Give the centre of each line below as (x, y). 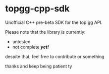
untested (21, 41)
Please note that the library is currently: (45, 32)
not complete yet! (30, 47)
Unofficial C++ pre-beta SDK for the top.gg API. (54, 22)
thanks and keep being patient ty (39, 66)
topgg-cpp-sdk (37, 9)
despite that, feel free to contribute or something (55, 56)
